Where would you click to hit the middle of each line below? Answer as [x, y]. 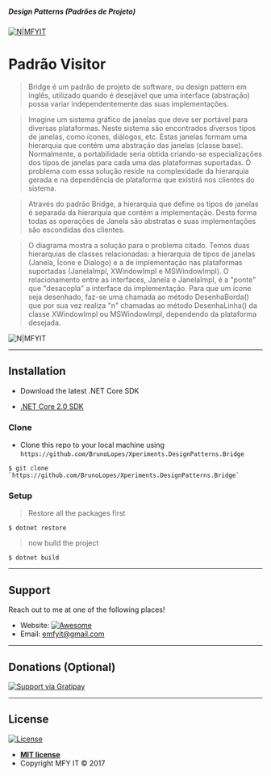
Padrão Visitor [57, 64]
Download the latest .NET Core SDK [79, 390]
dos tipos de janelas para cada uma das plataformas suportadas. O [140, 162]
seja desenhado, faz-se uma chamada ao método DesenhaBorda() [139, 297]
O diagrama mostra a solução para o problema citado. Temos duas [139, 245]
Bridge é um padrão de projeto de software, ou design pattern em [138, 86]
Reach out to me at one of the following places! [87, 609]
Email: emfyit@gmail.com [62, 634]
